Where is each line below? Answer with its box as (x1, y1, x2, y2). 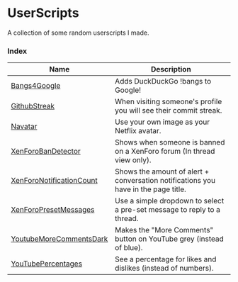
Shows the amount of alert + (114, 167, 210, 176)
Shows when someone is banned (114, 137, 225, 147)
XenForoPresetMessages (11, 205, 95, 215)
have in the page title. (114, 184, 186, 194)
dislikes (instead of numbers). (114, 264, 214, 273)
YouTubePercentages (11, 259, 83, 269)
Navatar (11, 122, 38, 132)
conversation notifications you (114, 176, 216, 186)
